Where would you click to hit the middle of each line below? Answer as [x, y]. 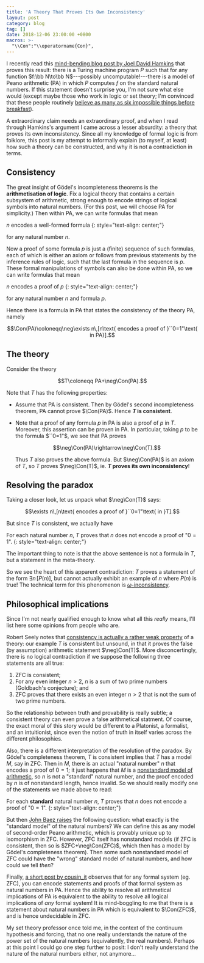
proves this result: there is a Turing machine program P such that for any [97, 70]
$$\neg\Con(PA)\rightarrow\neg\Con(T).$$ [107, 447]
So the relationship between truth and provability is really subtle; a [89, 713]
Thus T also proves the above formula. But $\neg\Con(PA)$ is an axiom [104, 460]
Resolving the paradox [50, 485]
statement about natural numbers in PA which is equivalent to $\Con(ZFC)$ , [101, 910]
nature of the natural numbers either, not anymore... [71, 954]
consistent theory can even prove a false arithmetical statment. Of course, [100, 719]
